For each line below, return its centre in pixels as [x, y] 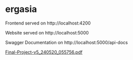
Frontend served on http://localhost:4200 [48, 23]
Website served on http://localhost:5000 [47, 32]
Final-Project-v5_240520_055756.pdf [44, 52]
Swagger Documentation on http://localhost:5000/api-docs [66, 42]
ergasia [21, 9]
